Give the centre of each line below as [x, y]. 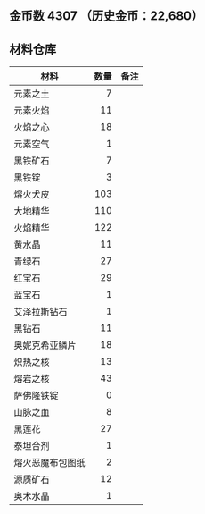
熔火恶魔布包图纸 [50, 463]
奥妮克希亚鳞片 [45, 345]
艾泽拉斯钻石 [41, 312]
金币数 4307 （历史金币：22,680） [106, 16]
